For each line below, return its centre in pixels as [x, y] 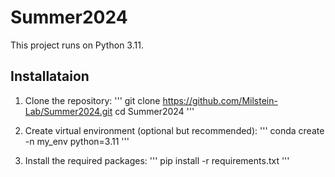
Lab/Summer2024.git [68, 111]
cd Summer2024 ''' [154, 111]
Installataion [50, 76]
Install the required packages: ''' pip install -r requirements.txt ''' [157, 160]
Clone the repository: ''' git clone [92, 100]
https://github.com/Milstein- [220, 100]
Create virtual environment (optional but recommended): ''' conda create [174, 130]
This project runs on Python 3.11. [77, 45]
